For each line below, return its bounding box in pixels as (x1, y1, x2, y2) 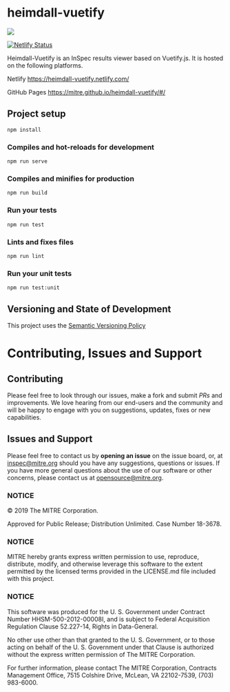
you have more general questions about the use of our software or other (7, 466, 212, 474)
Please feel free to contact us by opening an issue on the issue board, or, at (7, 451, 223, 459)
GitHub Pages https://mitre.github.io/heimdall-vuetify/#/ (7, 88, 166, 96)
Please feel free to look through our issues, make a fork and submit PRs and (7, 391, 222, 399)
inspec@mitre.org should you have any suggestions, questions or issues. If (7, 459, 220, 467)
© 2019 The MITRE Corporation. (7, 506, 98, 515)
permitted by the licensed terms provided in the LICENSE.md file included (7, 567, 216, 575)
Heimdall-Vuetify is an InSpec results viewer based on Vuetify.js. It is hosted (7, 54, 224, 62)
